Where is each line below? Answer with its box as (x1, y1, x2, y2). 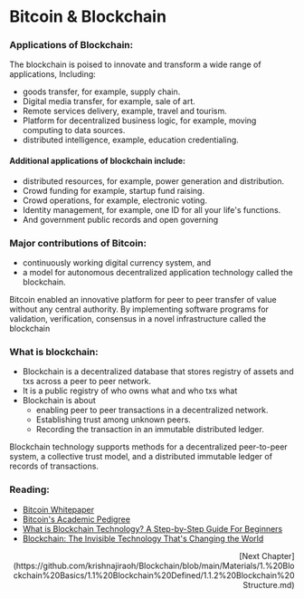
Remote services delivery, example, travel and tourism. (22, 106, 228, 117)
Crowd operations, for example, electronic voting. (22, 195, 208, 206)
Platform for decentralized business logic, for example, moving (22, 115, 257, 126)
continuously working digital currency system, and (22, 256, 212, 268)
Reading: (9, 483, 50, 496)
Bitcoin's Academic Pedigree (22, 514, 131, 525)
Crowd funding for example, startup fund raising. (22, 185, 205, 196)
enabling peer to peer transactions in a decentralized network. (35, 405, 269, 416)
